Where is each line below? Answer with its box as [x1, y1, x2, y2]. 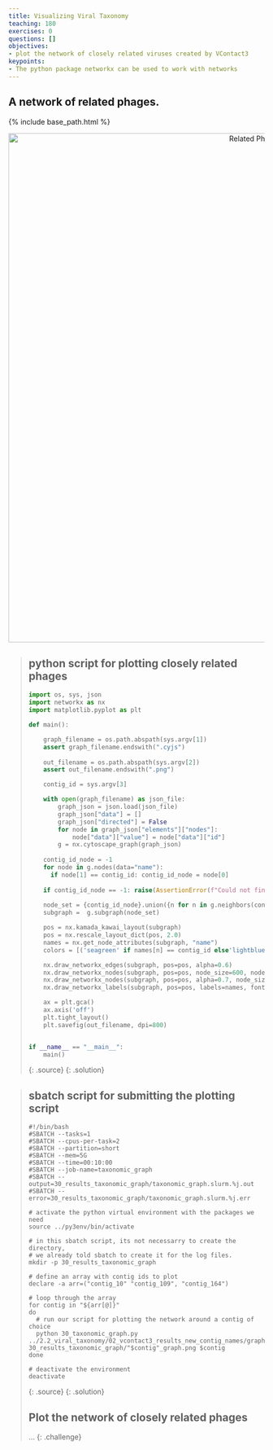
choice [28, 1323, 51, 1331]
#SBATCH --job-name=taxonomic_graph [28, 1166, 153, 1174]
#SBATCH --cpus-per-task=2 [28, 1137, 120, 1145]
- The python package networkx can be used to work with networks [8, 65, 238, 73]
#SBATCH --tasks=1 [28, 1130, 91, 1139]
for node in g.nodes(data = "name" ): [43, 863, 164, 872]
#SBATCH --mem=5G [28, 1152, 88, 1160]
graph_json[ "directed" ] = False [58, 818, 167, 826]
